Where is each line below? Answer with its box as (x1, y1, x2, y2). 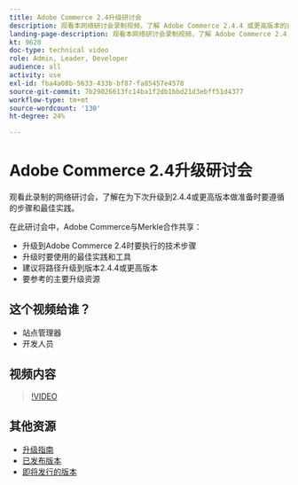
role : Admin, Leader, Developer (9, 54, 129, 63)
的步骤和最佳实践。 (9, 203, 80, 214)
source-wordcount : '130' (9, 104, 101, 113)
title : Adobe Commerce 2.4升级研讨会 (9, 12, 142, 22)
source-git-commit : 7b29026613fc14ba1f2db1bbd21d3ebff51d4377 (9, 87, 244, 96)
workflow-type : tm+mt (9, 95, 90, 105)
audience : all (9, 63, 62, 72)
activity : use (9, 71, 62, 80)
